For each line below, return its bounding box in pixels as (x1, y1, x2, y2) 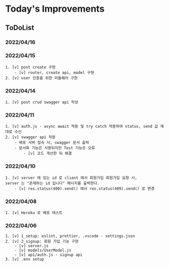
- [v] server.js (14, 244, 49, 249)
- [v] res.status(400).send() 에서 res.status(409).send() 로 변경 (14, 186, 155, 191)
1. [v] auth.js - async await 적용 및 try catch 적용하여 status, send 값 (5, 124, 158, 129)
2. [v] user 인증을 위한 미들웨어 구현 (5, 75, 78, 80)
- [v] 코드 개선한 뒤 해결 (23, 151, 72, 156)
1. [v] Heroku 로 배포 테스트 (5, 210, 63, 215)
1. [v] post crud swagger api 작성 (5, 100, 79, 105)
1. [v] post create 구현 (5, 65, 56, 70)
